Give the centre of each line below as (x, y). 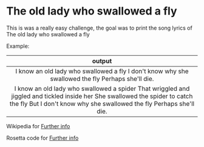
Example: (18, 46)
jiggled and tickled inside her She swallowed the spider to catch (102, 96)
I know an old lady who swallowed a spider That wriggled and (102, 88)
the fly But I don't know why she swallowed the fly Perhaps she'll (102, 103)
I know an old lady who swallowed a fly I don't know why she (102, 71)
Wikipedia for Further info (38, 126)
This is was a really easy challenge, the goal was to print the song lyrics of (99, 28)
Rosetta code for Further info (42, 138)
